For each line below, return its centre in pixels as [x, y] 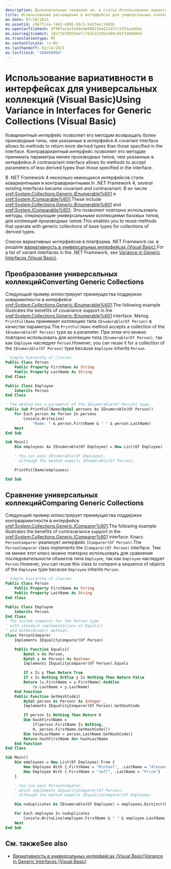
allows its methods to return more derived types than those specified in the [84, 146]
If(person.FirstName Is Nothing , [68, 725]
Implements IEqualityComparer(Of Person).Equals [76, 664]
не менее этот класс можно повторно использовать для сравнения [79, 553]
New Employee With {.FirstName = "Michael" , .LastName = [85, 767]
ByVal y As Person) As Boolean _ [59, 659]
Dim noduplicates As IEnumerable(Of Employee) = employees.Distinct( [90, 804]
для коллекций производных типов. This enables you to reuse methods [81, 221]
